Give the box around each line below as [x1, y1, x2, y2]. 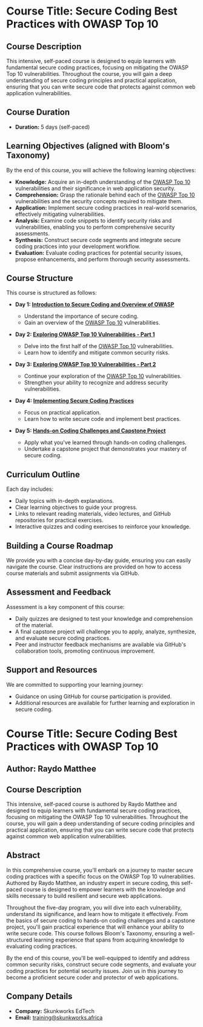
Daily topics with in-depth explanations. [15, 497, 114, 505]
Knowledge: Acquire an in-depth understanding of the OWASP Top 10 [15, 178, 191, 186]
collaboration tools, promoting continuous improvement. [15, 647, 156, 655]
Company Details [6, 991, 73, 1002]
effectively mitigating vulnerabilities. [15, 210, 105, 218]
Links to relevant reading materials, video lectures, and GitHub [15, 510, 171, 517]
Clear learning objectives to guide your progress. [15, 503, 138, 511]
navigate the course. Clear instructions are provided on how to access [6, 563, 182, 571]
